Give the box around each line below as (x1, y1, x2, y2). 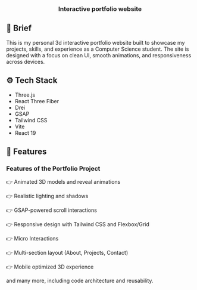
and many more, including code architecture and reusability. (6, 277, 154, 285)
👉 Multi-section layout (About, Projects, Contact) (6, 249, 129, 257)
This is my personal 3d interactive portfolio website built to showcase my (6, 39, 185, 46)
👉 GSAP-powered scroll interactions (6, 206, 97, 214)
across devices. (6, 58, 45, 65)
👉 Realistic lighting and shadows (6, 193, 89, 200)
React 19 (14, 129, 36, 136)
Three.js (14, 91, 36, 98)
